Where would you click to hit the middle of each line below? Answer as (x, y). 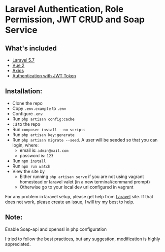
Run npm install (29, 161)
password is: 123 (36, 155)
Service (21, 30)
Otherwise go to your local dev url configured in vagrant (77, 187)
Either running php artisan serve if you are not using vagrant (82, 177)
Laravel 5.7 (23, 60)
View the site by (29, 171)
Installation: (24, 91)
